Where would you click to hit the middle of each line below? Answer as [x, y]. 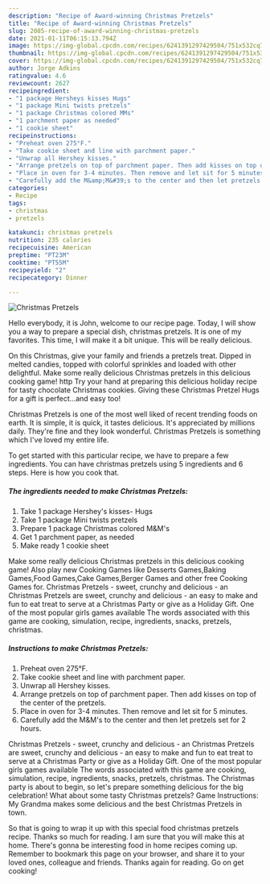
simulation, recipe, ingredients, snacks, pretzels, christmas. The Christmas [132, 778]
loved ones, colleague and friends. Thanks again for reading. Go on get [126, 862]
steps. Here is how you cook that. [64, 473]
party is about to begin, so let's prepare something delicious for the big [126, 787]
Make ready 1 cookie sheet [64, 546]
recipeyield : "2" [37, 270]
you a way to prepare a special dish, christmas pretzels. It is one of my [125, 332]
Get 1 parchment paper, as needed [77, 537]
